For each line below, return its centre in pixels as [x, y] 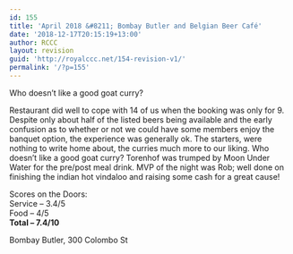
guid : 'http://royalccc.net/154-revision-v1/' [98, 59]
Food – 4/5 [29, 213]
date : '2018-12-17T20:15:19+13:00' [76, 34]
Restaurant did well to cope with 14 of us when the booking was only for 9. [147, 110]
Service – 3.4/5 [37, 203]
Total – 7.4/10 [34, 222]
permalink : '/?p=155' [50, 68]
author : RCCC [34, 42]
